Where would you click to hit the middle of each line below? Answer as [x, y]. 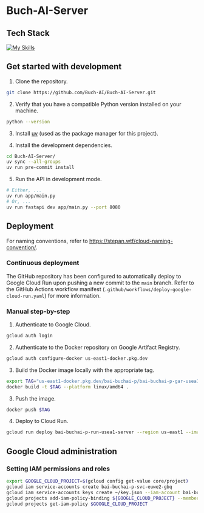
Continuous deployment [43, 263]
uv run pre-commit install [40, 168]
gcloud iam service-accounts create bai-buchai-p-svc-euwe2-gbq [89, 487]
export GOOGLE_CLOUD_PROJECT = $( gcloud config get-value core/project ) [97, 481]
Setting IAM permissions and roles [58, 469]
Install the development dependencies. [63, 145]
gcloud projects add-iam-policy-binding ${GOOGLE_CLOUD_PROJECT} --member [103, 498]
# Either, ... [24, 190]
